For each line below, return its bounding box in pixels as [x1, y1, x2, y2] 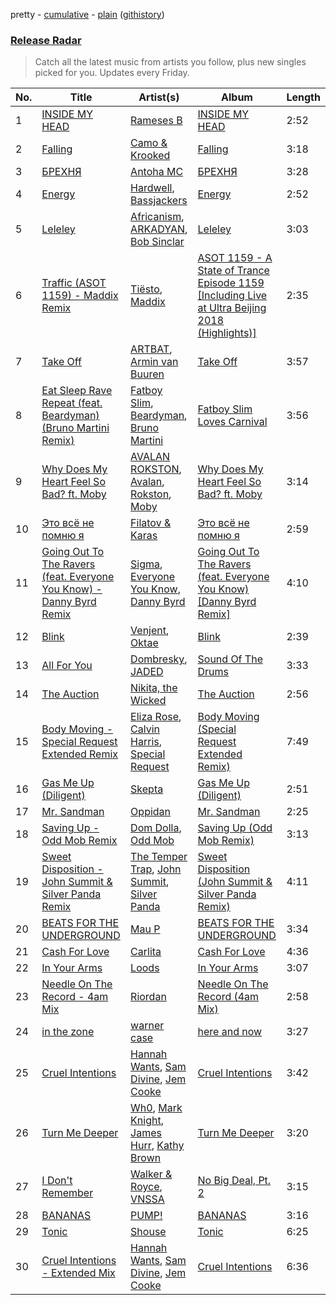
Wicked [130, 694, 167, 708]
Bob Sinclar [130, 235, 185, 249]
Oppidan [130, 805, 172, 819]
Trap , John [130, 862, 182, 876]
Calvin [130, 722, 161, 736]
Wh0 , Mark [130, 1101, 183, 1115]
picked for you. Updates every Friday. [34, 67, 190, 79]
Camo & [130, 136, 168, 150]
